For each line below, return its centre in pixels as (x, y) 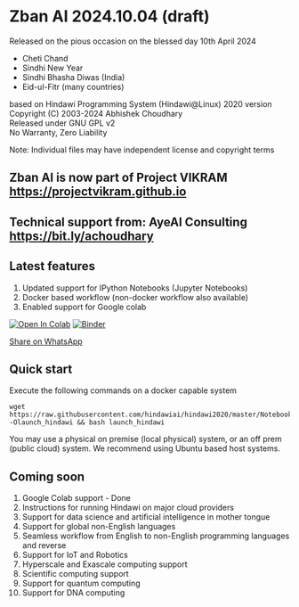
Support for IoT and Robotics (75, 555)
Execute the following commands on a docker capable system (123, 390)
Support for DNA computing (73, 593)
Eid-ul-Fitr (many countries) (73, 86)
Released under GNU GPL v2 (62, 123)
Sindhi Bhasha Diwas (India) (73, 77)
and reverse (44, 545)
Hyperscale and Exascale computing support (105, 564)
